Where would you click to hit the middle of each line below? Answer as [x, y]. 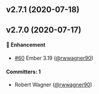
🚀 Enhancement [26, 45]
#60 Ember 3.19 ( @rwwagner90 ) [54, 58]
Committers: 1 [23, 72]
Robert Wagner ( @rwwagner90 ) [53, 85]
